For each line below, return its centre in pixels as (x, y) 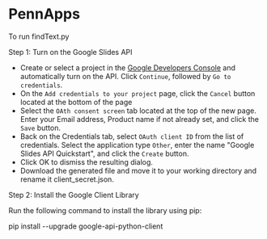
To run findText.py (39, 36)
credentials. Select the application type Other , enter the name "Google (137, 145)
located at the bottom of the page (76, 102)
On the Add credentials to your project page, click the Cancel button (138, 93)
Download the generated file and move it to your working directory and (138, 170)
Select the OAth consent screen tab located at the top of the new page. (138, 111)
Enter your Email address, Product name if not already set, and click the (139, 119)
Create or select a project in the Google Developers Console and (128, 67)
